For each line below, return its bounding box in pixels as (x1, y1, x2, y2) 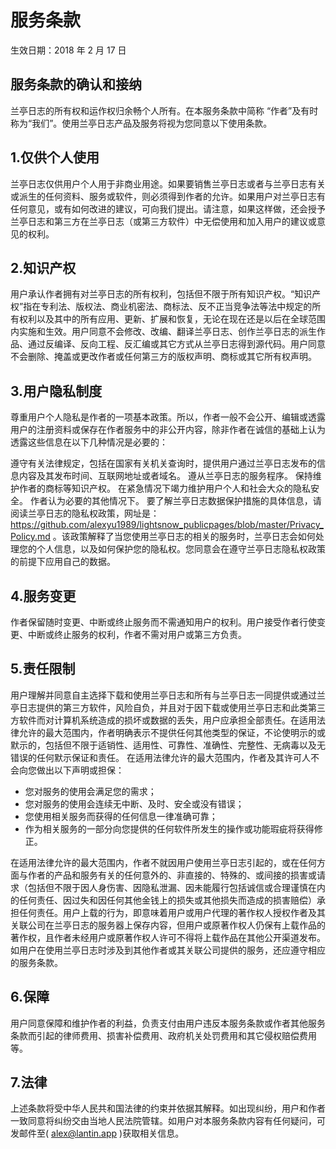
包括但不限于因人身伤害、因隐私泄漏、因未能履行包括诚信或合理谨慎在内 (27, 881, 326, 893)
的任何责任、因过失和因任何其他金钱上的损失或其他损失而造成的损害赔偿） (10, 894, 317, 906)
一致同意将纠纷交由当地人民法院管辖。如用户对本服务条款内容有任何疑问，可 (10, 1115, 326, 1127)
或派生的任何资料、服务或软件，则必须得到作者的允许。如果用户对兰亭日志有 (10, 190, 326, 202)
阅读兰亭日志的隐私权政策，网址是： (10, 507, 160, 520)
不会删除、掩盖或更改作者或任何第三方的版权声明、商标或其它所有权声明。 (10, 351, 317, 363)
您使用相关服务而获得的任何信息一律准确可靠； (24, 810, 218, 822)
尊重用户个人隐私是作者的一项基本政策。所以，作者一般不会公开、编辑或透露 (10, 411, 326, 423)
